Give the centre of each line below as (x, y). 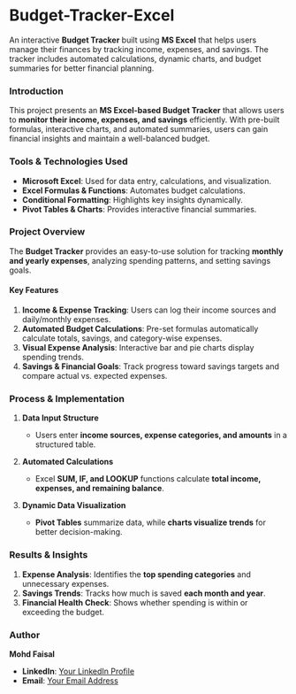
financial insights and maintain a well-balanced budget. (110, 139)
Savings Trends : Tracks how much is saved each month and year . (144, 593)
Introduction (36, 91)
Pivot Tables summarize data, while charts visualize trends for (151, 522)
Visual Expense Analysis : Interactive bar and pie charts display (138, 348)
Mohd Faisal (32, 654)
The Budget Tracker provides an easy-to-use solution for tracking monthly (146, 251)
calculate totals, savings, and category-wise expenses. (122, 338)
